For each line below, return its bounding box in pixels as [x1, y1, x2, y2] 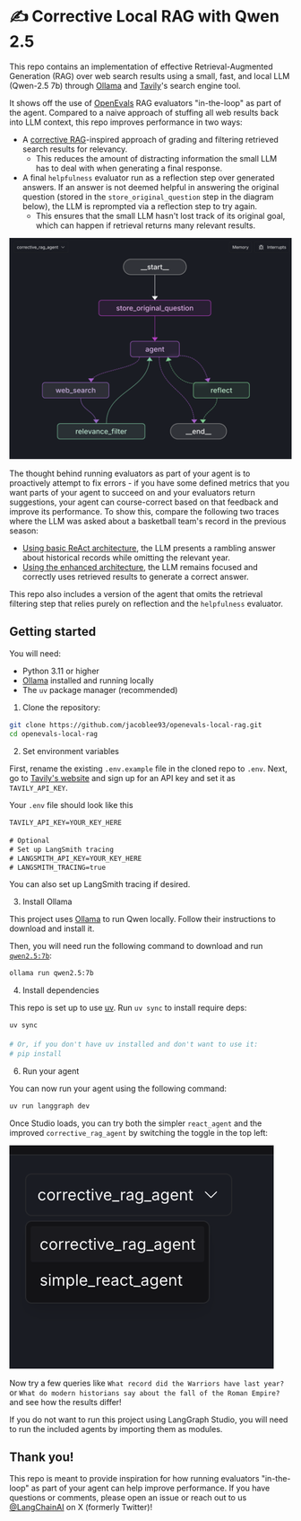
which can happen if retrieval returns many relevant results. [35, 220, 256, 231]
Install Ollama [21, 896, 73, 907]
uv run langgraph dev [9, 1101, 90, 1111]
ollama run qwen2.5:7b [9, 969, 94, 978]
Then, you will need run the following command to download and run [9, 941, 263, 952]
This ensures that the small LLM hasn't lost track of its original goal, [35, 210, 286, 221]
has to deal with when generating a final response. [35, 163, 222, 173]
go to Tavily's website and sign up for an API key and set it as [9, 773, 236, 784]
